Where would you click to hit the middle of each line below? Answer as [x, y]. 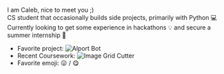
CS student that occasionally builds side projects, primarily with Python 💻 [112, 17]
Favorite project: [40, 48]
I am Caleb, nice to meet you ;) [51, 10]
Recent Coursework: [46, 56]
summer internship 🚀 [37, 35]
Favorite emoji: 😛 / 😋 [48, 63]
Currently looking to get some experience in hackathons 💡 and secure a [109, 27]
